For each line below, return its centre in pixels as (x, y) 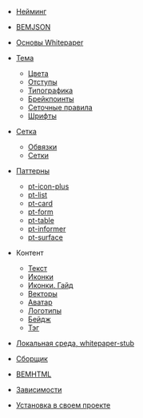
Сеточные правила (60, 107)
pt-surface (46, 237)
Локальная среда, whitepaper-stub (75, 343)
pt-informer (47, 229)
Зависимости (39, 390)
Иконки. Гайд (50, 285)
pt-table (41, 220)
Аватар (40, 302)
